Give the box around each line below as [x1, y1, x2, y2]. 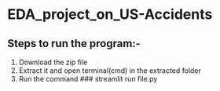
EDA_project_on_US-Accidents [7, 5, 213, 24]
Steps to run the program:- [7, 37, 141, 50]
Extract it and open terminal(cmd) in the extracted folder [18, 66, 202, 75]
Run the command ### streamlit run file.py [18, 75, 158, 83]
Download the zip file [18, 57, 88, 67]
